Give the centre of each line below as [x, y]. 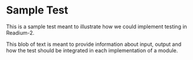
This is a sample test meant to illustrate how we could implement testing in [97, 26]
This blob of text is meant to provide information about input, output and [94, 44]
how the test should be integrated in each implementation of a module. [92, 50]
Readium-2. [20, 32]
